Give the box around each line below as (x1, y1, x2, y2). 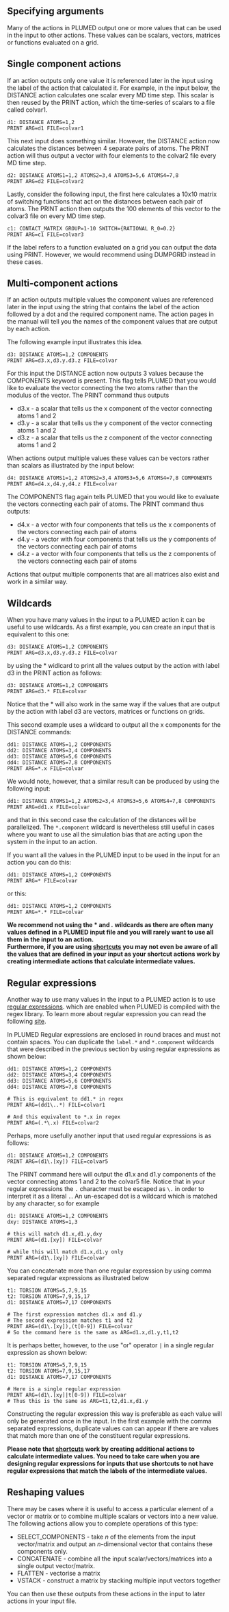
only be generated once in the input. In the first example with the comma (7, 1417, 212, 1425)
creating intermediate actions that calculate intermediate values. (7, 957, 196, 965)
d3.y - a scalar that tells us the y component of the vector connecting (16, 419, 213, 427)
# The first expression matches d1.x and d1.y (7, 1311, 142, 1319)
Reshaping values (7, 1487, 85, 1498)
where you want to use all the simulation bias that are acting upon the (7, 830, 203, 839)
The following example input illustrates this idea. (7, 338, 144, 346)
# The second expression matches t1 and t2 (7, 1317, 133, 1324)
